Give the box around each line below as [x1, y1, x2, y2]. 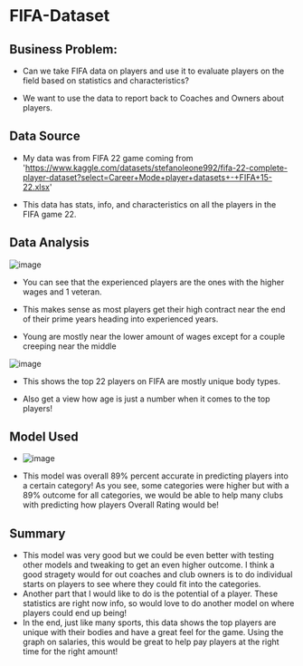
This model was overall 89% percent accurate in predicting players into [22, 470, 289, 481]
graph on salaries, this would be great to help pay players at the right [22, 636, 279, 648]
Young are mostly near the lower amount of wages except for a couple [22, 331, 286, 342]
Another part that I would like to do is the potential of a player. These [22, 588, 279, 599]
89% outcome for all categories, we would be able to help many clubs [22, 490, 283, 501]
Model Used [9, 430, 79, 445]
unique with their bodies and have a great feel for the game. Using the [22, 627, 284, 638]
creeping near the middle [22, 341, 117, 352]
